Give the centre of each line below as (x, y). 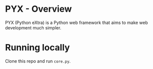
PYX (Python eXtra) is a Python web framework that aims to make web (77, 23)
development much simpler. (33, 27)
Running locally (38, 48)
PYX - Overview (39, 9)
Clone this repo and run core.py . (38, 61)
